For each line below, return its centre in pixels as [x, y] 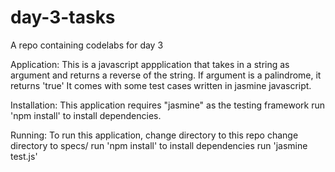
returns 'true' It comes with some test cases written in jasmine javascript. [161, 85]
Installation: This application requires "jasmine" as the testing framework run [167, 105]
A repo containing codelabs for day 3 [87, 45]
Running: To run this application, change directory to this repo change [154, 135]
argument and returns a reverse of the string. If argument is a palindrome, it [166, 75]
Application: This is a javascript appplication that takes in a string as [150, 64]
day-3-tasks [63, 17]
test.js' [24, 156]
